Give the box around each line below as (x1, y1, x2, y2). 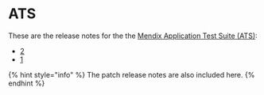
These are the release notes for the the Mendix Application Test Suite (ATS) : (8, 31, 258, 40)
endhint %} (8, 78, 45, 88)
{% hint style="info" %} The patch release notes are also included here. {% (8, 70, 255, 79)
